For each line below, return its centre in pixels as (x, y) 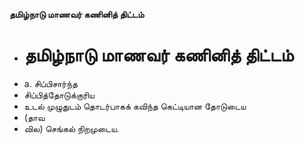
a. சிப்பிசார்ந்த (51, 83)
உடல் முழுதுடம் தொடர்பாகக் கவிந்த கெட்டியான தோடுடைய (135, 106)
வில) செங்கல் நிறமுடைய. (71, 128)
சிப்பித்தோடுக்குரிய (59, 95)
